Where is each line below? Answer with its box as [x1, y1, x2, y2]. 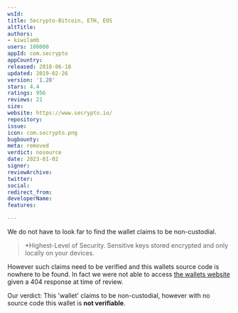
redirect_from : [7, 189, 53, 196]
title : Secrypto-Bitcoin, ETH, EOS [7, 17, 113, 24]
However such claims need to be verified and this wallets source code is [7, 263, 220, 270]
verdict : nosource [7, 149, 62, 156]
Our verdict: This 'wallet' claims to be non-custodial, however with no [7, 292, 211, 300]
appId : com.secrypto [7, 50, 69, 57]
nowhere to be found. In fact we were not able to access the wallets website [7, 270, 231, 278]
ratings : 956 [7, 89, 46, 97]
